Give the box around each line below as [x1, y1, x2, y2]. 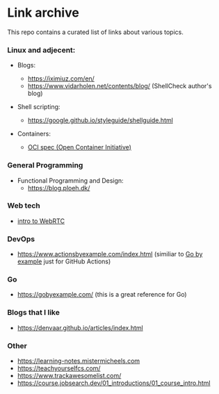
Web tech [7, 201, 40, 211]
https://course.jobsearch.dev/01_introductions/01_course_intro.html [17, 379, 211, 387]
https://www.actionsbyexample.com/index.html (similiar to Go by [17, 250, 203, 258]
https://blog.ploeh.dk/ [27, 183, 90, 192]
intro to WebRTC [17, 217, 65, 225]
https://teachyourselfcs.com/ [17, 364, 101, 372]
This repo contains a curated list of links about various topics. [7, 28, 184, 36]
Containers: [17, 130, 51, 138]
